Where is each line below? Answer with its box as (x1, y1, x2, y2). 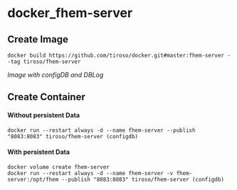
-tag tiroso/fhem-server (7, 58, 81, 65)
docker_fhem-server (7, 5, 133, 21)
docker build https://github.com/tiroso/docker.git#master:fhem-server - (7, 52, 231, 59)
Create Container (7, 91, 85, 104)
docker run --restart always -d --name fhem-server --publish (7, 126, 196, 134)
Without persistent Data (7, 111, 80, 119)
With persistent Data (7, 147, 70, 157)
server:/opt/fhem (7, 176, 59, 183)
